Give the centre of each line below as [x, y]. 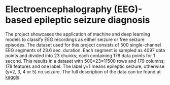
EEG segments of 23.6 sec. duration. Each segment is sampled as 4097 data [85, 50]
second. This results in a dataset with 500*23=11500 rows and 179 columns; [85, 61]
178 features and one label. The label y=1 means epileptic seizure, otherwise [85, 66]
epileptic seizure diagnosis [92, 20]
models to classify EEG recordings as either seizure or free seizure [75, 39]
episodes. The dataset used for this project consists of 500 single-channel [83, 45]
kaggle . [13, 77]
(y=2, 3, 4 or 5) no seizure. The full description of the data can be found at [83, 71]
